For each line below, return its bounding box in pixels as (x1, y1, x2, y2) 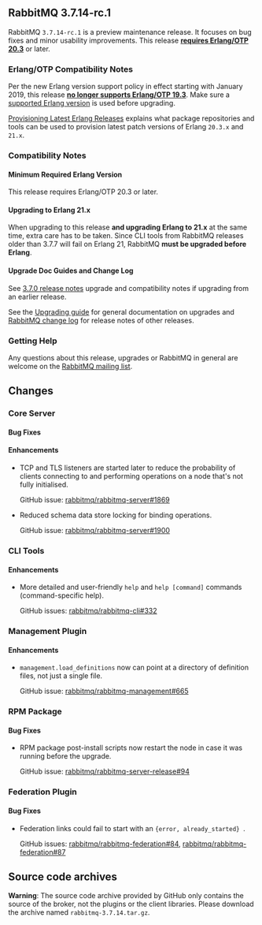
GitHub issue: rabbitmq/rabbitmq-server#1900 (19, 526, 171, 535)
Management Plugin (8, 626, 87, 637)
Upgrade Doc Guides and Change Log (8, 266, 134, 275)
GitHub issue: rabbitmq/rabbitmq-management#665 (19, 686, 189, 696)
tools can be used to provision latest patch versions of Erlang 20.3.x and (8, 122, 244, 132)
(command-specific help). (19, 591, 105, 600)
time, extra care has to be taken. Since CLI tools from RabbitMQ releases (8, 231, 244, 241)
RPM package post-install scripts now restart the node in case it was (19, 743, 242, 752)
